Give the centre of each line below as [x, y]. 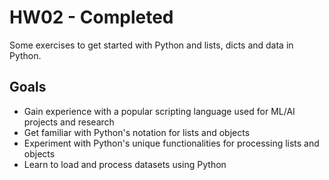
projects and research [69, 122]
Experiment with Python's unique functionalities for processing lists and [171, 143]
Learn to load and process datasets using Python [125, 164]
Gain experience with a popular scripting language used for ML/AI [159, 111]
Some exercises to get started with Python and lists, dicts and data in [151, 45]
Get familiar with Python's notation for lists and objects [137, 132]
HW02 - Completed [91, 17]
